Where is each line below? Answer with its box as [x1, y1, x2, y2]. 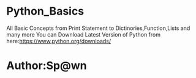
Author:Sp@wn [6, 59, 87, 73]
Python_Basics [6, 4, 85, 18]
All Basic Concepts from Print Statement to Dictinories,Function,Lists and [6, 24, 190, 32]
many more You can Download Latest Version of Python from [6, 30, 161, 38]
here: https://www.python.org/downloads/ [6, 37, 111, 44]
